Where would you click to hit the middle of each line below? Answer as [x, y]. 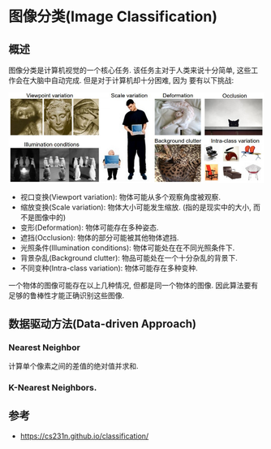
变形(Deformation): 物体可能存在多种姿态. [89, 227]
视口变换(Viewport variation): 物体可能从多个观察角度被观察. [120, 197]
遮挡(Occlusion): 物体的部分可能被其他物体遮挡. [99, 238]
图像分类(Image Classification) [113, 17]
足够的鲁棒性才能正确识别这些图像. [67, 296]
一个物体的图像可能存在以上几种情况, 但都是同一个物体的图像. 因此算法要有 [133, 286]
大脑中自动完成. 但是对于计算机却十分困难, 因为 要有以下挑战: [131, 80]
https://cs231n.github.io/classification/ [84, 436]
